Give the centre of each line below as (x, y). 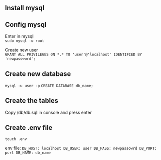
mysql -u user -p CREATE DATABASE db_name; (49, 86)
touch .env (16, 139)
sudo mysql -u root (25, 41)
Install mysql (25, 8)
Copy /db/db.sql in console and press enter (48, 112)
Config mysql (26, 25)
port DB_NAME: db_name (28, 153)
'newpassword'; (20, 59)
